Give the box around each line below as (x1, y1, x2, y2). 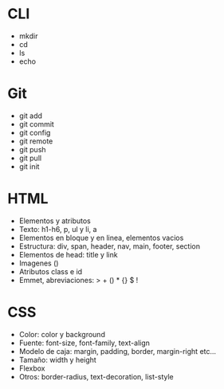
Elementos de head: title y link (18, 250, 118, 259)
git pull (18, 153, 41, 163)
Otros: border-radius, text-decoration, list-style (18, 371, 174, 381)
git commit (18, 119, 55, 128)
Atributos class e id (18, 266, 83, 276)
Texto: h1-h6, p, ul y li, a (18, 224, 97, 234)
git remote (18, 136, 53, 146)
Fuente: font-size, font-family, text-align (18, 338, 151, 348)
